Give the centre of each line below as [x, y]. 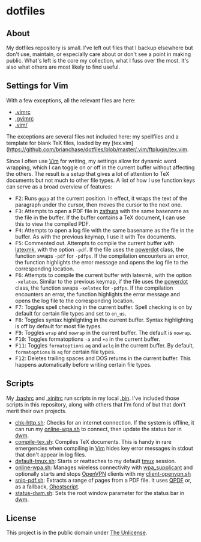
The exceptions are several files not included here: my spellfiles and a [92, 136]
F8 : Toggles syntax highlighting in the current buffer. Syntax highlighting [104, 320]
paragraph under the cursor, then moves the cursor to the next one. [98, 204]
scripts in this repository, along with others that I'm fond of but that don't [96, 404]
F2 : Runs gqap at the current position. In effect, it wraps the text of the [101, 198]
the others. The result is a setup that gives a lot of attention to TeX [88, 173]
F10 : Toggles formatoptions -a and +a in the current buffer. [87, 339]
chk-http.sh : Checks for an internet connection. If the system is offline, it [105, 422]
